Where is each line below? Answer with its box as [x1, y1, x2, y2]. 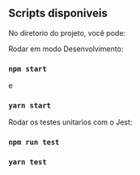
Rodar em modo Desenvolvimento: [8, 44, 124, 54]
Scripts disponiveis [8, 7, 108, 20]
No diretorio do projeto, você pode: [8, 28, 126, 37]
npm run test [8, 138, 60, 147]
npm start [8, 64, 47, 73]
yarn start [8, 101, 51, 111]
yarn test [8, 158, 47, 167]
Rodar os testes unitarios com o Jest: [8, 117, 133, 127]
